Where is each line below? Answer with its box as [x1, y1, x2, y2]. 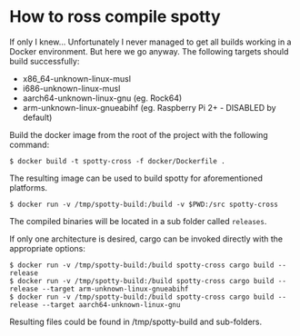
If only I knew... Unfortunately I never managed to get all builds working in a [9, 36, 292, 47]
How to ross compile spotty [9, 6, 221, 27]
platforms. [9, 182, 48, 193]
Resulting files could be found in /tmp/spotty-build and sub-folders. [9, 316, 263, 327]
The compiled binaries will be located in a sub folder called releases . [9, 215, 267, 226]
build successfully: [9, 55, 80, 66]
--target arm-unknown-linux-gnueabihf [42, 284, 189, 293]
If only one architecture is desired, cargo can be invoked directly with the [9, 233, 284, 244]
